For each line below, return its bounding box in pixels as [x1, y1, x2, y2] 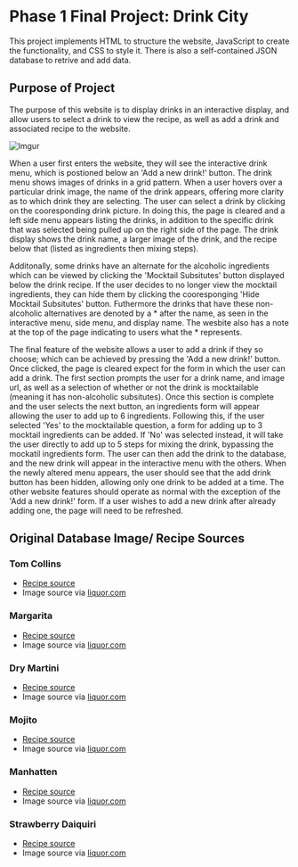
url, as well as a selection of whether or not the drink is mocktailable [9, 382, 260, 392]
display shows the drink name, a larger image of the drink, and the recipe [9, 234, 278, 244]
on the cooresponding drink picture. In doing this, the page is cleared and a [9, 205, 286, 216]
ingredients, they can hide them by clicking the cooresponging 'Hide [9, 288, 260, 300]
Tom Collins [9, 557, 62, 570]
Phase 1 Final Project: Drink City [9, 6, 249, 27]
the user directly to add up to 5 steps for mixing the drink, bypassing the [9, 439, 274, 450]
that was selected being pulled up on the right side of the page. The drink [9, 224, 278, 235]
